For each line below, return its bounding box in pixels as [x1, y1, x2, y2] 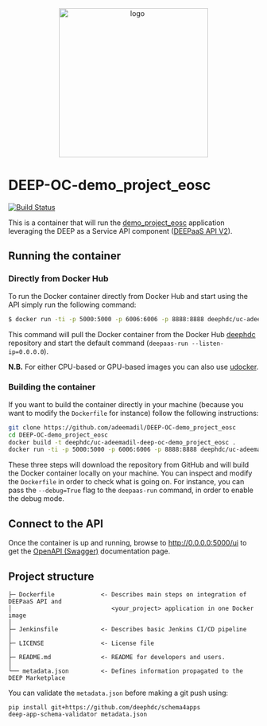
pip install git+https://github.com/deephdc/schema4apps [8, 703, 201, 711]
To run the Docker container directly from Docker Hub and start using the [8, 291, 249, 301]
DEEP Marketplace [8, 674, 66, 682]
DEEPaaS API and [8, 597, 62, 605]
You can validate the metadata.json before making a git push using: [8, 688, 229, 697]
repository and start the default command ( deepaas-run [8, 338, 188, 347]
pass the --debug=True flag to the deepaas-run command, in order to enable [8, 485, 254, 495]
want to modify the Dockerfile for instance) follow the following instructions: [8, 408, 259, 417]
